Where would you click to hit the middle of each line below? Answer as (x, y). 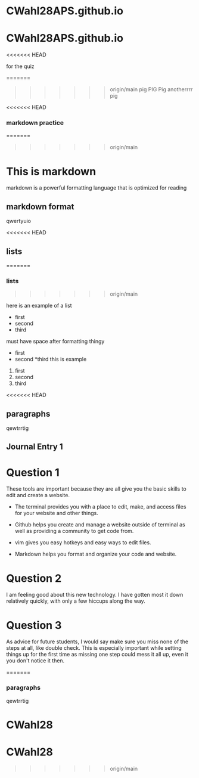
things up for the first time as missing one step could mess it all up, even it (97, 655)
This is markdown (51, 171)
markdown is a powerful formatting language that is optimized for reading (97, 188)
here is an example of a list (39, 306)
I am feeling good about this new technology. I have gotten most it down (95, 595)
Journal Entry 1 (35, 447)
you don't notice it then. (35, 661)
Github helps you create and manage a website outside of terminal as (100, 525)
